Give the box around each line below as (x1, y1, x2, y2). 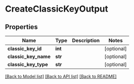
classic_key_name (7, 53, 51, 60)
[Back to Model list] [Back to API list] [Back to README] (5, 74, 117, 79)
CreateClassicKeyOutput (5, 3, 108, 15)
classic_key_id (7, 45, 42, 52)
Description (72, 37, 100, 44)
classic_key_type (7, 61, 48, 67)
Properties (5, 23, 38, 31)
